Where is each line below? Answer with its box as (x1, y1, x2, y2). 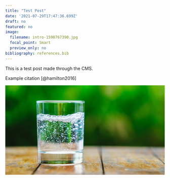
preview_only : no (10, 46, 47, 51)
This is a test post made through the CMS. (5, 65, 93, 71)
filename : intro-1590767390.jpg (10, 35, 78, 40)
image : (5, 29, 19, 35)
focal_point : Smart (10, 40, 51, 46)
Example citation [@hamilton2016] (5, 75, 77, 81)
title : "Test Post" (5, 8, 47, 13)
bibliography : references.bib (5, 51, 69, 56)
